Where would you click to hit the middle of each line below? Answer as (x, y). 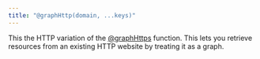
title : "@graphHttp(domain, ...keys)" (72, 15)
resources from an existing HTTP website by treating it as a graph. (116, 46)
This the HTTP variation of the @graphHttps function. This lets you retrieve (130, 38)
